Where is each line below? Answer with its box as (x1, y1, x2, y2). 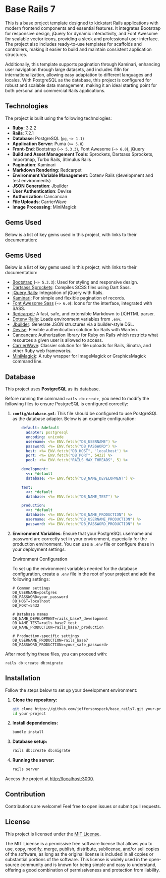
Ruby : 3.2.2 (12, 125, 37, 131)
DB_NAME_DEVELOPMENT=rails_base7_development (12, 616, 108, 621)
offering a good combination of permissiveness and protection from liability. (5, 867, 160, 873)
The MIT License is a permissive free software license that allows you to (5, 840, 153, 846)
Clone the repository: (12, 697, 57, 703)
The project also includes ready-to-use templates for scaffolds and (5, 41, 142, 47)
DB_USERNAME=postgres (12, 590, 57, 595)
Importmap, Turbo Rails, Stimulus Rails (12, 156, 91, 162)
